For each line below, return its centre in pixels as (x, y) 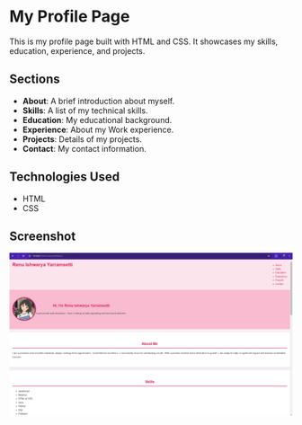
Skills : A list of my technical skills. (85, 111)
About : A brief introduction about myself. (98, 101)
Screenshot (43, 236)
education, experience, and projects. (77, 50)
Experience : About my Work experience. (98, 129)
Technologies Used (64, 177)
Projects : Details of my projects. (82, 139)
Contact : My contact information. (84, 148)
